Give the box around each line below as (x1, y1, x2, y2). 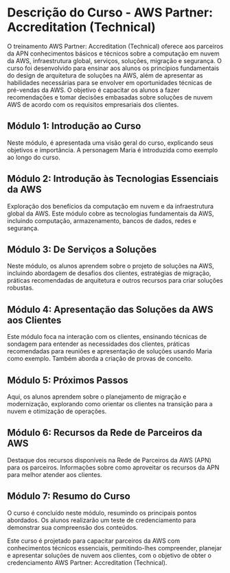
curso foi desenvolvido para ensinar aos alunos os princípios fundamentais (7, 64, 220, 72)
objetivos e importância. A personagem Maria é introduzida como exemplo (7, 145, 218, 154)
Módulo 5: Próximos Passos (7, 374, 128, 386)
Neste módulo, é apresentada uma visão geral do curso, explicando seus (7, 139, 214, 147)
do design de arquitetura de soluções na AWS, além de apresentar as (7, 71, 203, 80)
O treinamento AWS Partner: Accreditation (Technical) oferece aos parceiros (7, 42, 224, 50)
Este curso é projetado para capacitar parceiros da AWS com (7, 537, 181, 545)
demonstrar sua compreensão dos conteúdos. (7, 523, 139, 531)
